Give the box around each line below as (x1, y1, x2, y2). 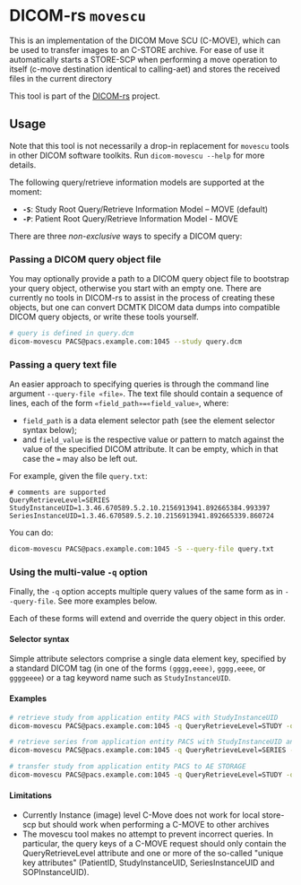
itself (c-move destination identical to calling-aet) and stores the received (9, 64, 280, 74)
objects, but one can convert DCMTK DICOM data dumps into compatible (9, 302, 280, 313)
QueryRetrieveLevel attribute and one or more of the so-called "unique (21, 848, 284, 859)
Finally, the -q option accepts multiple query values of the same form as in (9, 586, 284, 597)
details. (9, 159, 37, 170)
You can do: (9, 527, 54, 538)
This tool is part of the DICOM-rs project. (9, 91, 161, 101)
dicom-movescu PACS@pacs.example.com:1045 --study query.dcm (9, 337, 243, 346)
